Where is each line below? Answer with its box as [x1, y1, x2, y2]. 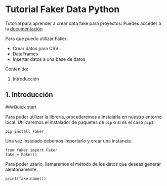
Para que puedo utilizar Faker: [5, 35, 68, 42]
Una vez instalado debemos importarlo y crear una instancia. [5, 138, 133, 144]
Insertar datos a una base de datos [12, 56, 86, 62]
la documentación [5, 25, 43, 31]
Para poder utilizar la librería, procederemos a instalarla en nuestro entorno [5, 114, 162, 120]
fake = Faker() [5, 152, 37, 157]
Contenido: [5, 66, 29, 72]
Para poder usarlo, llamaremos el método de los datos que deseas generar [5, 161, 161, 167]
